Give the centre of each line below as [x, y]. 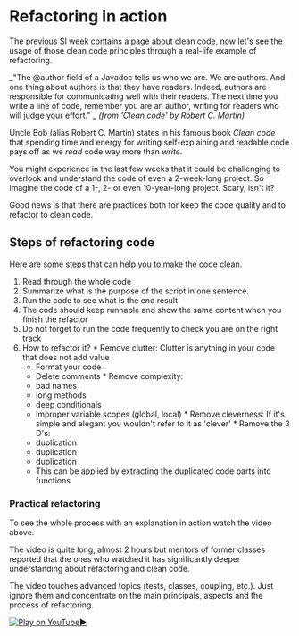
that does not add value [66, 357]
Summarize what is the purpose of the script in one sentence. [136, 291]
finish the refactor [55, 319]
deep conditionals [68, 404]
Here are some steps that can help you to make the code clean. [126, 264]
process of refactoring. [51, 605]
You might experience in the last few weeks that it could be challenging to [145, 169]
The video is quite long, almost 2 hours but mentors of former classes [137, 549]
